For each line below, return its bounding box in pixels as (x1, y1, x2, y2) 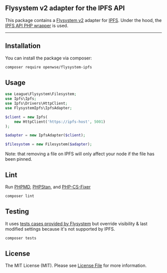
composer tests (5, 236, 37, 241)
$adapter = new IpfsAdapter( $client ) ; (5, 133, 85, 138)
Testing (5, 207, 29, 216)
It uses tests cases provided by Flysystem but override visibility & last (5, 221, 148, 227)
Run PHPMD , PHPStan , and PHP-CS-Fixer (5, 184, 91, 190)
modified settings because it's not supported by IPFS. (5, 226, 115, 232)
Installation (5, 42, 41, 50)
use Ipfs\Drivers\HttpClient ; (5, 101, 68, 106)
